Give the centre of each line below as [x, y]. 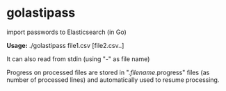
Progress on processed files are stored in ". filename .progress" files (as [108, 72]
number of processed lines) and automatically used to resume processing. [113, 80]
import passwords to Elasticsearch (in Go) [66, 32]
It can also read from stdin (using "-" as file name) [78, 59]
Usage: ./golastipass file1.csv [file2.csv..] [65, 45]
